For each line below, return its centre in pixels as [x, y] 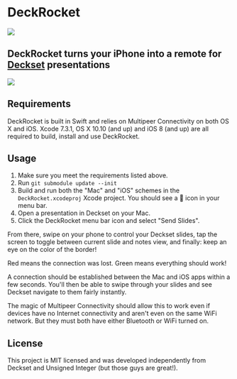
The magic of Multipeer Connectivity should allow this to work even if [109, 306]
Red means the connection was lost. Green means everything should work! [117, 263]
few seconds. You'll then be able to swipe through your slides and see [110, 285]
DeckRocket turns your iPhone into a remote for [115, 54]
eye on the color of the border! [52, 250]
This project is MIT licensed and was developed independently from [107, 361]
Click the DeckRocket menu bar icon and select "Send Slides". [109, 221]
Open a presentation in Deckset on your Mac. [84, 213]
